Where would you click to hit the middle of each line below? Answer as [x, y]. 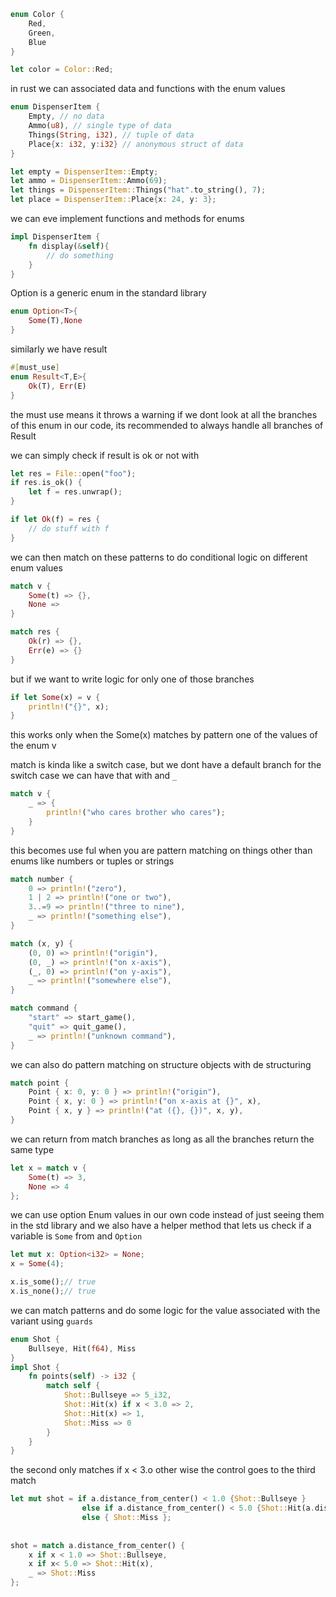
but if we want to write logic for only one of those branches [132, 679]
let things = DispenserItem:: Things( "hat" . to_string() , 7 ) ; [138, 190]
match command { [44, 1008]
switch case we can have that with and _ [94, 776]
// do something [80, 255]
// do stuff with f [69, 528]
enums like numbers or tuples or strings [92, 861]
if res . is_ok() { [46, 483]
